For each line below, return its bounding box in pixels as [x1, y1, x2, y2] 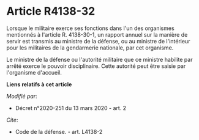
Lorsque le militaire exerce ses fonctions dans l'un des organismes [6, 24, 175, 32]
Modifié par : [6, 92, 38, 100]
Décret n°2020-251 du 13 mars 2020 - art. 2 [15, 104, 127, 111]
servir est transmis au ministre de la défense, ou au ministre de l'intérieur [6, 37, 190, 45]
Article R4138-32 [6, 4, 96, 18]
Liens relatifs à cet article [6, 81, 72, 88]
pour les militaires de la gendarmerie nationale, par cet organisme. [6, 44, 174, 51]
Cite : [6, 116, 18, 123]
